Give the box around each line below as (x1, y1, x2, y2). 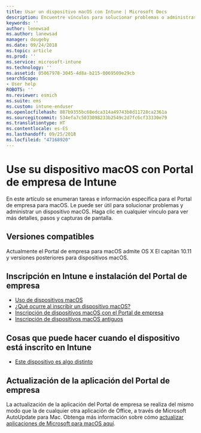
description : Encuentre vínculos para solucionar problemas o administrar (6, 14, 197, 20)
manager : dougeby (6, 37, 50, 43)
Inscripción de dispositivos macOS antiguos (14, 316, 124, 323)
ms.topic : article (6, 48, 52, 54)
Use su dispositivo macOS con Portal (6, 162, 193, 176)
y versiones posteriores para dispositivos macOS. (6, 254, 129, 261)
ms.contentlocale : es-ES (6, 126, 68, 132)
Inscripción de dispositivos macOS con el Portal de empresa (14, 309, 164, 316)
